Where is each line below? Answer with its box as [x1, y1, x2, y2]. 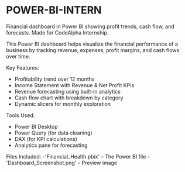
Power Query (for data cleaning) [14, 129, 92, 136]
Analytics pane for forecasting [14, 142, 88, 149]
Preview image [81, 159, 118, 166]
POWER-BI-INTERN [6, 4, 102, 17]
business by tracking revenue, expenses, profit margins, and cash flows [6, 46, 180, 53]
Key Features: [6, 64, 39, 71]
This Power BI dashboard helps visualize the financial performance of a [6, 40, 179, 47]
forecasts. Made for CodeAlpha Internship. [6, 29, 109, 36]
